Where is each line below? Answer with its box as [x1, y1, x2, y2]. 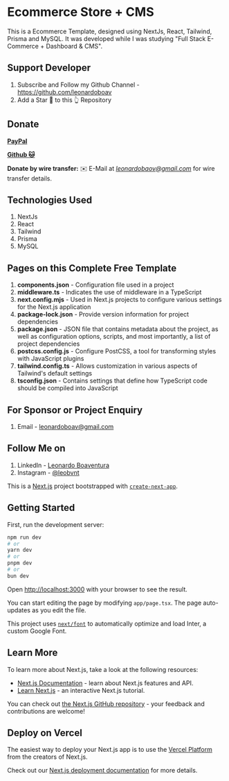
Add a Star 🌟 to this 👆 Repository [17, 95, 112, 104]
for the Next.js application [17, 303, 91, 311]
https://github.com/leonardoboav [17, 87, 112, 96]
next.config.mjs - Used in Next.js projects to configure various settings [17, 296, 222, 304]
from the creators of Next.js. [7, 753, 88, 761]
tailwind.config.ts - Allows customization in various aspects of [17, 362, 198, 370]
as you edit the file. [32, 605, 86, 614]
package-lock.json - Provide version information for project [17, 310, 189, 319]
